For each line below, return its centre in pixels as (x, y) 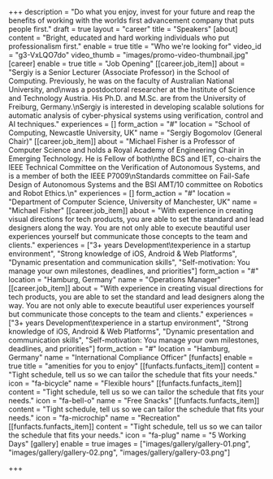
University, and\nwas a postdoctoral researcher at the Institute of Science (132, 89)
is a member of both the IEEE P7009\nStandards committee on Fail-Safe (129, 176)
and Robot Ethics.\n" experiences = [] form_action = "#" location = (120, 193)
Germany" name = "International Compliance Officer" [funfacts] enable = (131, 357)
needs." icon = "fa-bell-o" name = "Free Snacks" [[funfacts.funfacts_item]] (134, 401)
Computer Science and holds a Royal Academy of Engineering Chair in (127, 150)
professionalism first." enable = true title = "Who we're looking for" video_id (135, 46)
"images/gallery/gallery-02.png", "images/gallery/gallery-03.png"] (119, 452)
